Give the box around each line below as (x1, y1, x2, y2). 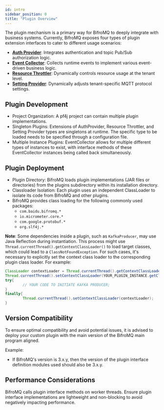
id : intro (5, 7, 25, 12)
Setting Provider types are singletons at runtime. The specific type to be (12, 129, 157, 135)
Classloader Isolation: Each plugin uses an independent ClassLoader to (12, 187, 155, 193)
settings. (12, 86, 30, 92)
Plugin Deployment (5, 164, 64, 172)
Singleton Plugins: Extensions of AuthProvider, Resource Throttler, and (12, 123, 154, 130)
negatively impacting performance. (5, 399, 76, 405)
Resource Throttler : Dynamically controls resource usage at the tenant (12, 71, 155, 76)
